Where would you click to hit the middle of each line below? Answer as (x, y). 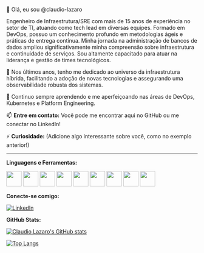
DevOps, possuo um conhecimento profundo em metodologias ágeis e (95, 34)
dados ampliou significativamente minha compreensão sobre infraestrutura (100, 47)
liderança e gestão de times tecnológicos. (59, 60)
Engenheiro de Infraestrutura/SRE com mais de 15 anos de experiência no (98, 21)
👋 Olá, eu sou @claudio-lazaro (44, 9)
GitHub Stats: (24, 220)
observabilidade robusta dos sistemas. (55, 85)
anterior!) (18, 145)
